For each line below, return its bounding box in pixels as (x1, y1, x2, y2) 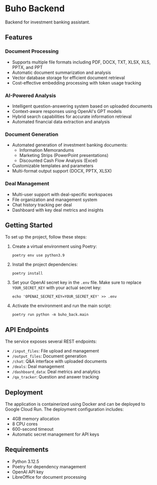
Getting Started (5, 221, 53, 229)
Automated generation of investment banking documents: (12, 142, 128, 148)
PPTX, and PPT (12, 64, 43, 70)
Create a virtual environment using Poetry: (12, 243, 97, 249)
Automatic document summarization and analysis (12, 69, 111, 75)
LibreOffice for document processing (12, 474, 87, 480)
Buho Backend (5, 3, 65, 14)
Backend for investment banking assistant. (5, 19, 90, 25)
